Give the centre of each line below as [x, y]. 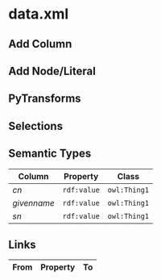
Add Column [40, 44]
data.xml [39, 14]
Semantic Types [50, 154]
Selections [35, 126]
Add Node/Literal [52, 71]
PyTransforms [45, 99]
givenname [33, 203]
